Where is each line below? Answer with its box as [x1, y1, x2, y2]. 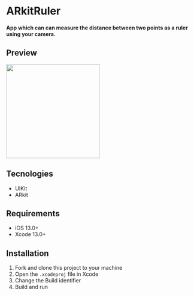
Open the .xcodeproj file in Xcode [14, 270, 99, 278]
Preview [6, 48, 38, 58]
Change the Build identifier [14, 277, 81, 284]
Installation [6, 248, 49, 258]
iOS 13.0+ [14, 224, 39, 232]
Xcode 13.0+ [14, 231, 46, 238]
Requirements [6, 208, 60, 219]
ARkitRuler [6, 4, 61, 18]
